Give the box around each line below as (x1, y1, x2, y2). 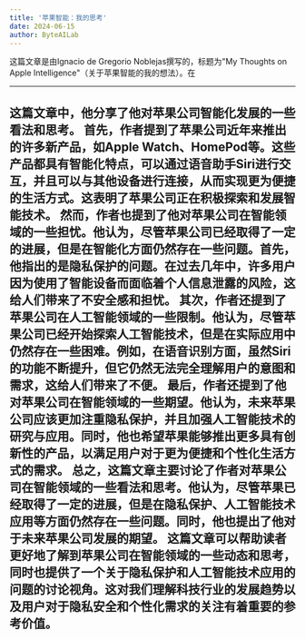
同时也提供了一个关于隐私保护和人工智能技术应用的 (9, 565, 296, 580)
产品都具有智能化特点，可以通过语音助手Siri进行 (9, 156, 280, 172)
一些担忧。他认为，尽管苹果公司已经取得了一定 (33, 224, 296, 240)
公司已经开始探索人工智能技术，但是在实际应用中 (21, 326, 296, 341)
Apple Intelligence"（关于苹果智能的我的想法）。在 (9, 67, 196, 78)
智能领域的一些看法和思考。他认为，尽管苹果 (33, 479, 284, 495)
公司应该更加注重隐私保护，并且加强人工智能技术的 (9, 411, 296, 427)
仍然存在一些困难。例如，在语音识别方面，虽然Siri (9, 343, 291, 359)
